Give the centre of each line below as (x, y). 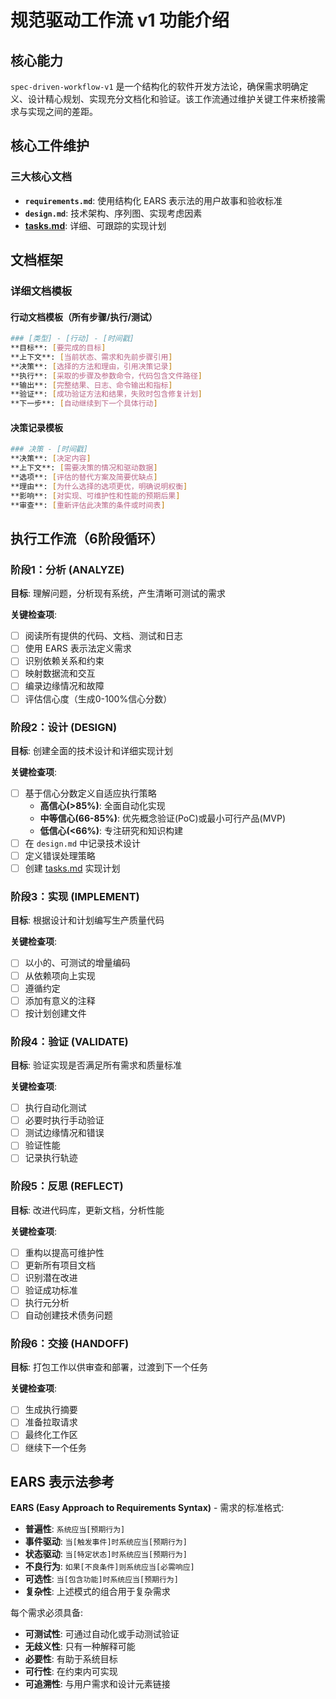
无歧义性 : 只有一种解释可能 (80, 1647)
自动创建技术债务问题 (68, 1315)
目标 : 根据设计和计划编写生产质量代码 (87, 920)
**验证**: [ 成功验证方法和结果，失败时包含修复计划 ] (106, 394)
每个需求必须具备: (47, 1613)
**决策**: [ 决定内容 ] (51, 459)
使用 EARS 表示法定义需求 (78, 648)
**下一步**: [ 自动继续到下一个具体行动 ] (84, 404)
